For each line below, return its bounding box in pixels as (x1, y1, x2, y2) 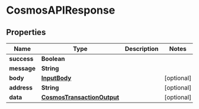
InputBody (41, 74, 72, 82)
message (9, 65, 36, 72)
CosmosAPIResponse (6, 4, 115, 17)
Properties (6, 27, 46, 37)
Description (124, 45, 159, 53)
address (9, 84, 33, 92)
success (9, 54, 34, 63)
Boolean (41, 54, 65, 63)
